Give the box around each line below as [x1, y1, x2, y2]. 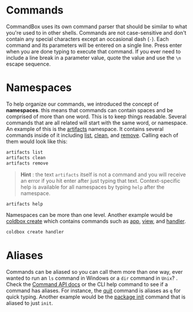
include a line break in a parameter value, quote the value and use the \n [6, 54, 182, 61]
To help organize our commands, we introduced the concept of [6, 100, 159, 108]
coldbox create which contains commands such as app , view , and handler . [6, 218, 187, 225]
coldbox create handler [6, 229, 65, 235]
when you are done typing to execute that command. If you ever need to [6, 48, 181, 55]
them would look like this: [6, 137, 67, 145]
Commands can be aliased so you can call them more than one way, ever [6, 269, 183, 276]
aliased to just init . [6, 300, 53, 307]
